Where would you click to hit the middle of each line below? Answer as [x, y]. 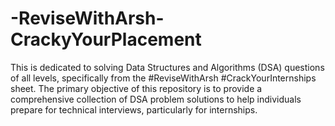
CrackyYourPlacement [106, 39]
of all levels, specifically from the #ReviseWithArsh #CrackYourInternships [163, 78]
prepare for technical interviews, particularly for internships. [134, 109]
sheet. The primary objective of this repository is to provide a [136, 88]
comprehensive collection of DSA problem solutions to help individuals [156, 99]
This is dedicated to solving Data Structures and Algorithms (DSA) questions [167, 67]
